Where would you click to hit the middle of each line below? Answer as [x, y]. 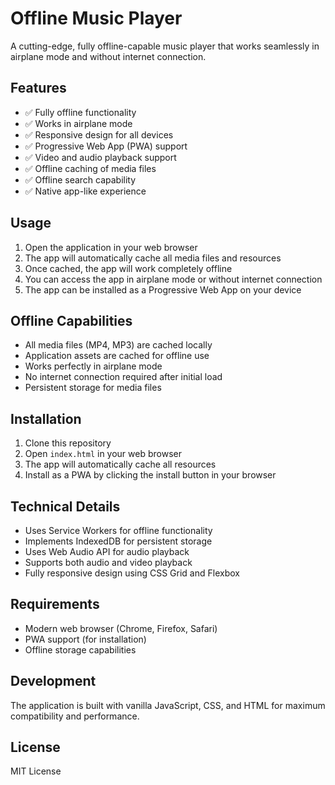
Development [53, 681]
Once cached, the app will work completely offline [128, 268]
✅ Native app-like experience [85, 191]
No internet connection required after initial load [123, 377]
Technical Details [65, 506]
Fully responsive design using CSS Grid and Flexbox [132, 573]
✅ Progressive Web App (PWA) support [106, 146]
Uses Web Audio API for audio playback [107, 551]
